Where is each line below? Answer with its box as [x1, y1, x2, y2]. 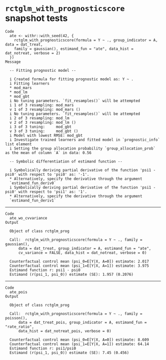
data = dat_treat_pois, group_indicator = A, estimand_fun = [18, 320, 147, 325]
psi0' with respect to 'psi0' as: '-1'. [5, 172, 90, 177]
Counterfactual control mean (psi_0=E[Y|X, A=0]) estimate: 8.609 [9, 337, 149, 342]
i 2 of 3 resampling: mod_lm [9, 115, 70, 120]
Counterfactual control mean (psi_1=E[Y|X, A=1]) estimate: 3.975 [9, 263, 149, 268]
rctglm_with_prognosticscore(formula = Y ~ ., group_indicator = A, [14, 38, 158, 43]
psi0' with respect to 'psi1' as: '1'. [5, 189, 87, 194]
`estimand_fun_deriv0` [9, 180, 56, 186]
